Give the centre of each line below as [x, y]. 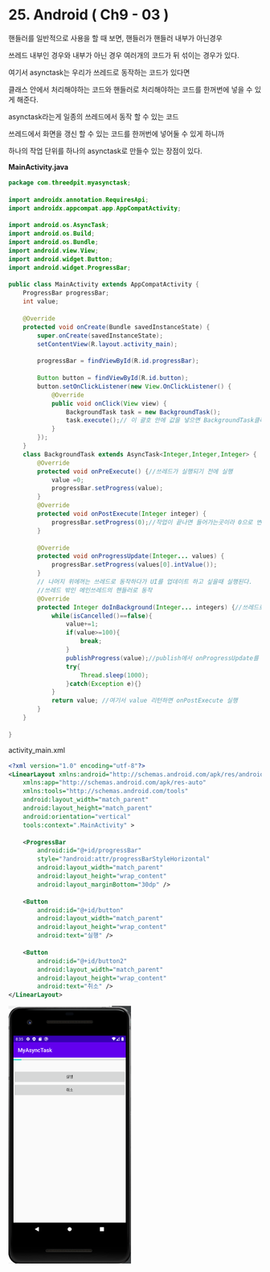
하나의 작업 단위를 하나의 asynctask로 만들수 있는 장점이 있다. [105, 151]
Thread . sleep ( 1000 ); [115, 675]
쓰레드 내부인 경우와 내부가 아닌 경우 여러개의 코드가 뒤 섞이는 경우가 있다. [124, 55]
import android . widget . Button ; [61, 259]
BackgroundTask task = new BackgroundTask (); [143, 412]
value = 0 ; [67, 480]
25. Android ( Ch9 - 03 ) [89, 15]
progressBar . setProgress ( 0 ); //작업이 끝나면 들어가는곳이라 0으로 [152, 522]
